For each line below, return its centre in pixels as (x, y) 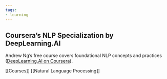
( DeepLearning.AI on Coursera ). (39, 61)
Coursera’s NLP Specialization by (59, 35)
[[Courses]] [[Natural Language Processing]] (53, 71)
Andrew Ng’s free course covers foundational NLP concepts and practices (84, 56)
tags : (11, 10)
